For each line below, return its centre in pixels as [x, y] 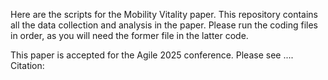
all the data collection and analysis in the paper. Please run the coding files [164, 25]
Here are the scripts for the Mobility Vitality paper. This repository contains [164, 14]
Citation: [27, 65]
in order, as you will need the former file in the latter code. [129, 35]
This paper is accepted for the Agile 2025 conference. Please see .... [152, 55]
